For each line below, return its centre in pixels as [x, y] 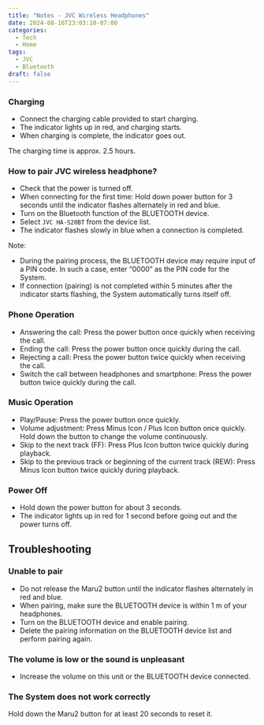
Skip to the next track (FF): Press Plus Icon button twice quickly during [134, 444]
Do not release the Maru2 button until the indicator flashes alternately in [136, 589]
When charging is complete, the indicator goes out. [103, 136]
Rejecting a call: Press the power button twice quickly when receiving [132, 357]
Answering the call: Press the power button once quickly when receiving [137, 332]
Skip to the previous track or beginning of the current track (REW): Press [138, 461]
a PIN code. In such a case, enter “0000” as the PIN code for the [125, 270]
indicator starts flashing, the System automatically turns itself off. [125, 294]
